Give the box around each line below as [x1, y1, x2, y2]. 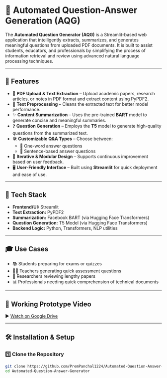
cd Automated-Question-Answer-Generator [5, 369, 90, 374]
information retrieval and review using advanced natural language [5, 52, 140, 59]
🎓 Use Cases [5, 244, 49, 253]
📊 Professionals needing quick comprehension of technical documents [12, 279, 159, 285]
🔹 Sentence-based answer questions [19, 148, 96, 154]
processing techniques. [5, 58, 54, 64]
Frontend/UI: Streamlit [12, 204, 59, 210]
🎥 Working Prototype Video [5, 300, 91, 308]
